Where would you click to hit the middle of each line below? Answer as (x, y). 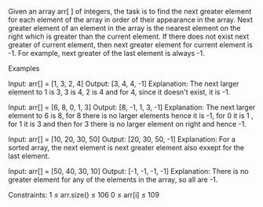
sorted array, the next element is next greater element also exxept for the (126, 148)
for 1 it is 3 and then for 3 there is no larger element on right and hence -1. (128, 124)
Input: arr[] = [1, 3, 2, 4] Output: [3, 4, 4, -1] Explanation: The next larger (124, 83)
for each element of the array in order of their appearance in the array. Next (130, 20)
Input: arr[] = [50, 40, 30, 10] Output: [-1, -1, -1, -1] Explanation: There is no (128, 171)
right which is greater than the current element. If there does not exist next (129, 36)
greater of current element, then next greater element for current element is (130, 45)
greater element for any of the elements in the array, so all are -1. (113, 179)
